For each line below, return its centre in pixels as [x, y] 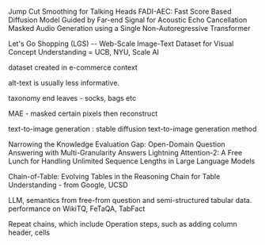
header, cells [29, 232]
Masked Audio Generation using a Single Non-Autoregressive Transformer [129, 28]
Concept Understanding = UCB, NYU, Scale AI [84, 52]
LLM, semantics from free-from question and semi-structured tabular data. [130, 200]
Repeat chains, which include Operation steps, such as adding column [123, 224]
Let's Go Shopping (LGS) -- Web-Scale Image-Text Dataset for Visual [121, 44]
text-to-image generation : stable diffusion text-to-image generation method [132, 129]
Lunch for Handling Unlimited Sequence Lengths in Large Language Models [132, 161]
